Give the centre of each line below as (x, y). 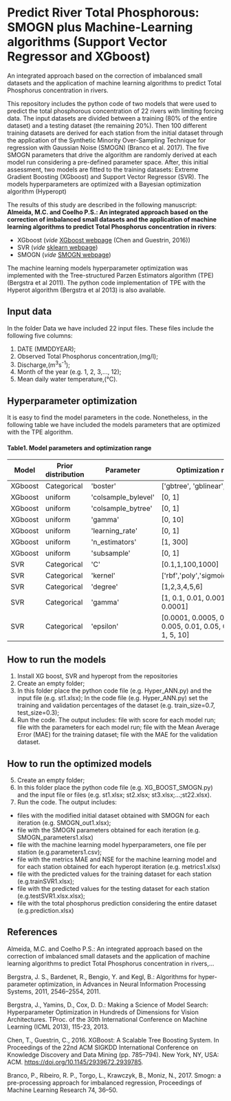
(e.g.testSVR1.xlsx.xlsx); (51, 896)
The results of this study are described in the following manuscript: (102, 205)
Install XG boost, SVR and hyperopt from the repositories (97, 676)
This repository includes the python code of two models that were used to (112, 103)
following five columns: (40, 335)
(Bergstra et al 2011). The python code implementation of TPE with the (107, 282)
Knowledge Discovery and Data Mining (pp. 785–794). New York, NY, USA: (113, 1054)
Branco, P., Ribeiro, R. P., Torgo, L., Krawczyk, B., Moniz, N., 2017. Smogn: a (114, 1075)
